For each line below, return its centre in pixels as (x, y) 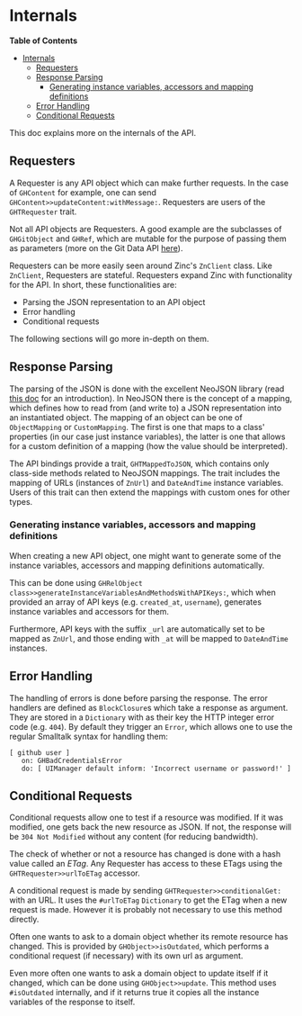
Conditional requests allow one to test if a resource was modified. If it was (147, 818)
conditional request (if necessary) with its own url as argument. (126, 956)
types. (21, 501)
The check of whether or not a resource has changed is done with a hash (145, 854)
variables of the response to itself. (72, 1002)
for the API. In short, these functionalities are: (93, 284)
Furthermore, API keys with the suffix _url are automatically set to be (137, 629)
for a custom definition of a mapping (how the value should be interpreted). (149, 445)
